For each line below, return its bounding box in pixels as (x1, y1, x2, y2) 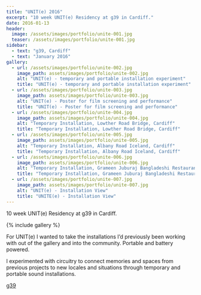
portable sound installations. (6, 270, 77, 277)
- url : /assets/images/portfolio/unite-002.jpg (11, 64, 133, 71)
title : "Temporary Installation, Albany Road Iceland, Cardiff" (17, 148, 181, 154)
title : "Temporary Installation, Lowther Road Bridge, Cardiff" (17, 126, 181, 132)
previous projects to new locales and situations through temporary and (6, 264, 181, 271)
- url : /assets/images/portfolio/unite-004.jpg (11, 109, 133, 115)
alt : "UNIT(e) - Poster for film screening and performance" (17, 98, 172, 104)
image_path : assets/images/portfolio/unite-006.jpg (17, 160, 148, 166)
